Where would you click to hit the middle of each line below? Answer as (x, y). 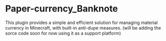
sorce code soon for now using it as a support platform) (63, 33)
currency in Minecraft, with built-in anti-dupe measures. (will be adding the (83, 27)
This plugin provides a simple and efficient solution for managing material (81, 22)
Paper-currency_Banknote (62, 9)
